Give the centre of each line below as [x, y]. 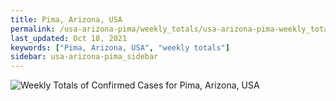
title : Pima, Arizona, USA [66, 19]
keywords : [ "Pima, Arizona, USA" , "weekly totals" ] [120, 47]
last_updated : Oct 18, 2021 [69, 38]
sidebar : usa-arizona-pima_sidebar [84, 57]
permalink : [33, 29]
